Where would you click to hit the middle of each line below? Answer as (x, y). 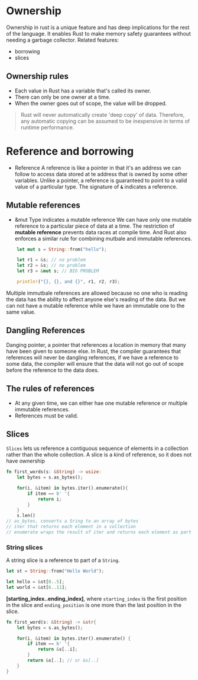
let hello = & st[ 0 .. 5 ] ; (35, 582)
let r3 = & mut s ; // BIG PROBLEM (58, 271)
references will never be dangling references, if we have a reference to (92, 357)
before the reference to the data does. (53, 370)
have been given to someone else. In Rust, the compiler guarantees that (94, 351)
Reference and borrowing (70, 151)
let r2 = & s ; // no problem (51, 266)
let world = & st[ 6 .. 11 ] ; (37, 587)
